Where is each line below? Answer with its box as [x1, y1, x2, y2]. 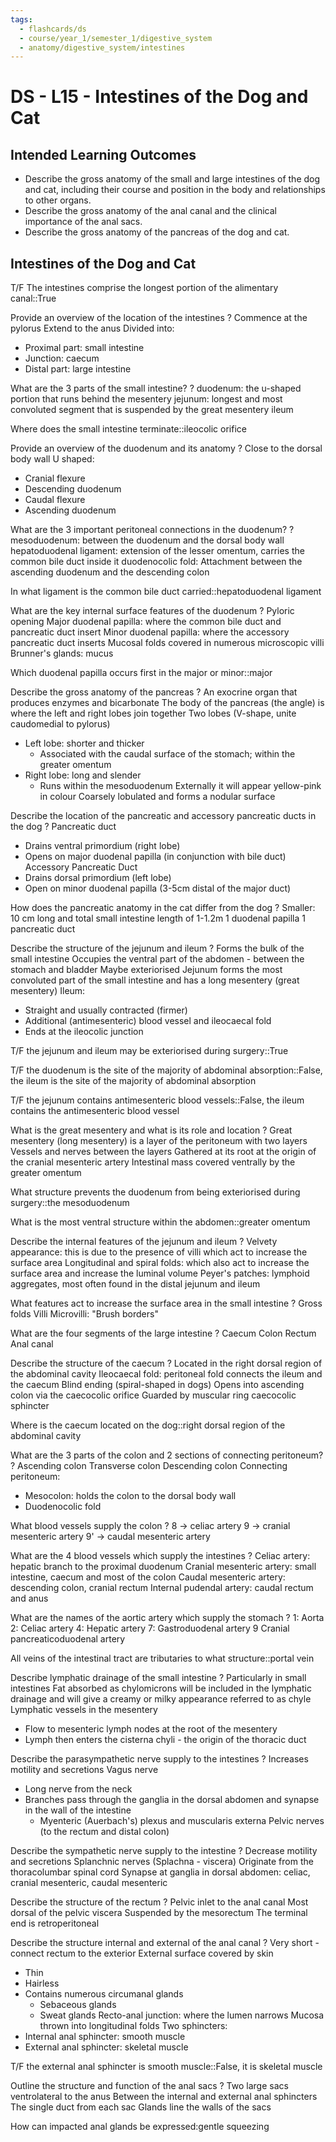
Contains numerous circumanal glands [24, 1988, 184, 2000]
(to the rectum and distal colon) [39, 1826, 170, 1838]
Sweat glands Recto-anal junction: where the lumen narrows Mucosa [39, 2009, 325, 2021]
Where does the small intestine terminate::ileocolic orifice [10, 423, 247, 435]
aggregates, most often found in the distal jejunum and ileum [10, 1278, 261, 1290]
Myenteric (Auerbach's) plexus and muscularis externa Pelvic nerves [39, 1815, 325, 1827]
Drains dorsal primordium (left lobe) [24, 872, 172, 884]
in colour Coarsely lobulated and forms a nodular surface [39, 791, 276, 803]
